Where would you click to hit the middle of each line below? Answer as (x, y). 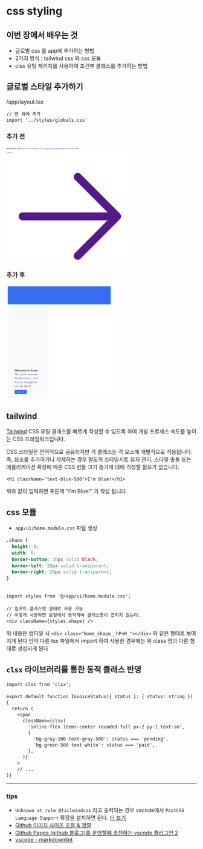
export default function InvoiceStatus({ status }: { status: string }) (100, 696)
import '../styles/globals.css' (47, 120)
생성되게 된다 (33, 648)
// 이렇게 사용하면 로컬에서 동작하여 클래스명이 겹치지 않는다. (74, 615)
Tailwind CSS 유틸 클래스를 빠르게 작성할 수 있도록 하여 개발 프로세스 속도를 (96, 431)
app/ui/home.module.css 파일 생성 (56, 528)
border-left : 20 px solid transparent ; (61, 566)
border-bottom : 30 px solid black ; (55, 559)
